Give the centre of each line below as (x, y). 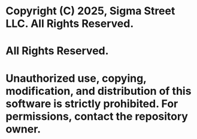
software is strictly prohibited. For (92, 104)
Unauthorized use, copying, (76, 78)
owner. (23, 129)
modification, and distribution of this (99, 91)
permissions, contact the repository (97, 116)
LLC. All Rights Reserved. (70, 24)
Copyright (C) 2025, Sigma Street (90, 11)
